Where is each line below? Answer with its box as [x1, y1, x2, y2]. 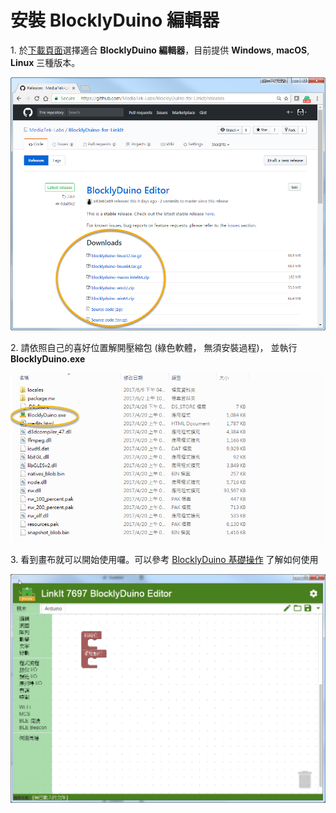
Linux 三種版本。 [10, 56, 81, 68]
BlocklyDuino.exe [10, 352, 86, 365]
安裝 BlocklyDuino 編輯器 [10, 9, 220, 32]
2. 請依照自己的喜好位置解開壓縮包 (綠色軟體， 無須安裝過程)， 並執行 [10, 341, 298, 353]
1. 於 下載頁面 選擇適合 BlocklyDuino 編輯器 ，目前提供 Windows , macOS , [10, 44, 310, 56]
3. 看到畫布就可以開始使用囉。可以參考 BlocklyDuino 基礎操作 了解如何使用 [10, 553, 319, 565]
